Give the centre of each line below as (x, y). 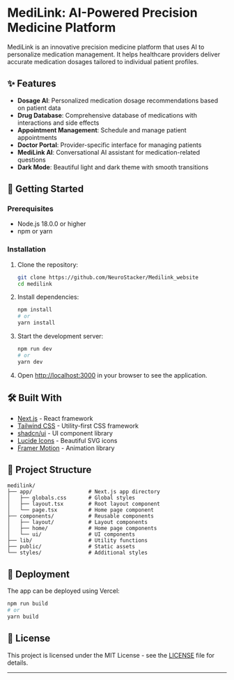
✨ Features (32, 84)
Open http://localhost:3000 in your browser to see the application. (112, 375)
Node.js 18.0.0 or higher (52, 224)
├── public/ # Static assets (71, 547)
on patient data (39, 108)
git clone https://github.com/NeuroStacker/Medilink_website (108, 277)
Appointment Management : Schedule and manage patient (102, 130)
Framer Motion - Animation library (66, 448)
